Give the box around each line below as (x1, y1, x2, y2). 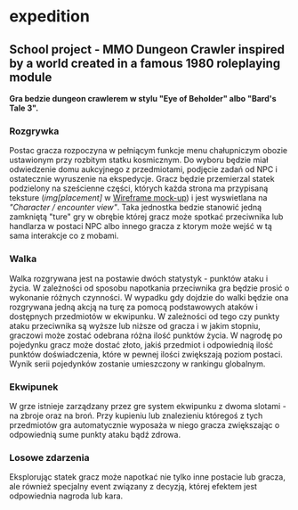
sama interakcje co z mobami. (9, 230, 119, 242)
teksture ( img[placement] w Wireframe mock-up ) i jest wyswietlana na (9, 193, 268, 203)
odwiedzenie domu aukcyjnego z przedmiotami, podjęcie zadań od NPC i (9, 164, 278, 175)
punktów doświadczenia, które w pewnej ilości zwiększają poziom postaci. (9, 349, 283, 359)
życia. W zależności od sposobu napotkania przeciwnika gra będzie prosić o (9, 283, 290, 293)
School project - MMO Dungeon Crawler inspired (9, 42, 285, 57)
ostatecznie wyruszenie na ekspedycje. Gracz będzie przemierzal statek (9, 174, 275, 185)
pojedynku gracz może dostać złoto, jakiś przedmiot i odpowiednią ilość (9, 339, 274, 350)
